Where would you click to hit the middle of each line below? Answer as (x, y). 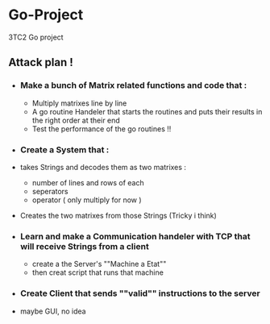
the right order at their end (76, 120)
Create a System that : (64, 149)
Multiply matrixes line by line (79, 103)
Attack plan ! (41, 62)
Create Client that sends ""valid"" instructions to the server (140, 293)
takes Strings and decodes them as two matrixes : (103, 167)
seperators (50, 191)
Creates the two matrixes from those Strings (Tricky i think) (118, 215)
